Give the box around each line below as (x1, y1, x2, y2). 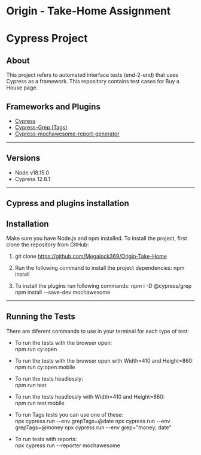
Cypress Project (6, 32, 88, 46)
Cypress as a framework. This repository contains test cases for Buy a (6, 78, 179, 85)
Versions (6, 153, 41, 163)
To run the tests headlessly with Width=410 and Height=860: (14, 393, 165, 400)
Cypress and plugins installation (6, 198, 130, 209)
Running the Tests (6, 312, 76, 322)
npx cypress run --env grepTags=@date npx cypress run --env (14, 417, 170, 424)
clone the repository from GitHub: (6, 241, 89, 248)
